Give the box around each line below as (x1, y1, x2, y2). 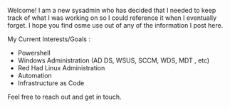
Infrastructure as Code (17, 79, 85, 87)
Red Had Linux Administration (17, 64, 105, 72)
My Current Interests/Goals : (7, 35, 91, 43)
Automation (17, 71, 52, 80)
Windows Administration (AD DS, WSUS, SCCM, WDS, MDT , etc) (17, 56, 210, 65)
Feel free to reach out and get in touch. (7, 92, 122, 101)
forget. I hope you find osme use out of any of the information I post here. (7, 21, 224, 29)
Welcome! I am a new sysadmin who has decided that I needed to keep (7, 6, 216, 14)
